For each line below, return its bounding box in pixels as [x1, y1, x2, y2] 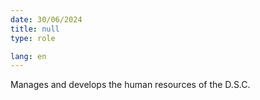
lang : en [10, 51, 47, 61]
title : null [10, 24, 60, 34]
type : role [10, 33, 56, 43]
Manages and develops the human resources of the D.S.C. [10, 79, 251, 91]
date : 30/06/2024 [10, 14, 83, 25]
